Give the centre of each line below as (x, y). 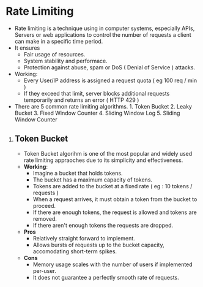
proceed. (44, 205)
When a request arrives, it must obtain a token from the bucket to (115, 199)
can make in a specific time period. (59, 41)
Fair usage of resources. (54, 54)
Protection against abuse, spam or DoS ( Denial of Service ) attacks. (109, 67)
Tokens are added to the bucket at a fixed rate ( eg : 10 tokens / (113, 186)
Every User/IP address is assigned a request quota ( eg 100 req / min (110, 80)
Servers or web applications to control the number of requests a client (103, 34)
